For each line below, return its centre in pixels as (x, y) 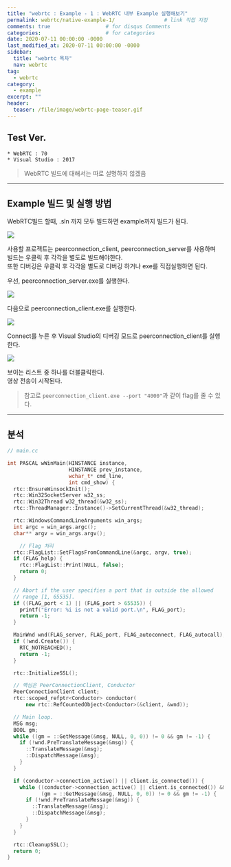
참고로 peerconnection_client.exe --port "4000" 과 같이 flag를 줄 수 (119, 396)
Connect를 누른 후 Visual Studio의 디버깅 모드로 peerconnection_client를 (108, 336)
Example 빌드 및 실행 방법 (59, 203)
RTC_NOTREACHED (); (46, 648)
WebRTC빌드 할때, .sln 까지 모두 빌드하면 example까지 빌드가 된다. (98, 221)
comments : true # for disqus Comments (89, 26)
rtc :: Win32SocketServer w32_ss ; (60, 495)
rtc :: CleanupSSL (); (41, 845)
